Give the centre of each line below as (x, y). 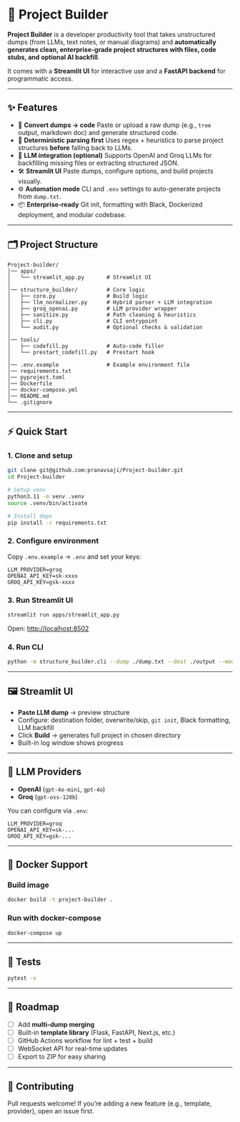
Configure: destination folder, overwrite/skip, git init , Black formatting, (124, 720)
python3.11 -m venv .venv (46, 496)
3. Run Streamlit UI (40, 600)
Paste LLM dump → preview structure (74, 712)
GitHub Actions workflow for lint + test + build (85, 1041)
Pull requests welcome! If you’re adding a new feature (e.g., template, (110, 1103)
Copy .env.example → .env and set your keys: (74, 556)
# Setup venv (27, 490)
